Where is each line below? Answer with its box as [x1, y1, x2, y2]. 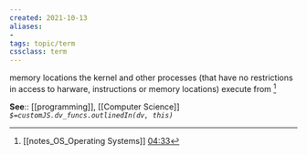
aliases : [9, 22, 43, 31]
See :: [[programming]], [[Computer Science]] [9, 101, 180, 112]
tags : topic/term [9, 38, 76, 48]
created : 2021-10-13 [9, 13, 89, 23]
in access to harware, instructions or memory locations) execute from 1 [9, 82, 277, 94]
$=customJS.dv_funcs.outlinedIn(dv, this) [9, 110, 174, 119]
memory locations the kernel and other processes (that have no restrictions [9, 72, 294, 83]
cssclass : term [9, 47, 68, 57]
